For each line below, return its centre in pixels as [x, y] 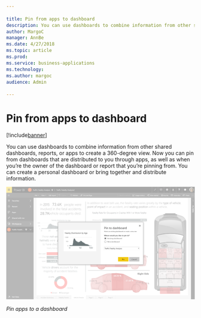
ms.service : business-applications [51, 63]
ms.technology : [25, 69]
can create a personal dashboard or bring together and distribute [86, 172]
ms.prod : [17, 57]
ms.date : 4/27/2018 [31, 44]
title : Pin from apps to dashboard [51, 19]
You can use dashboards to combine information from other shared [89, 147]
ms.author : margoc [29, 76]
